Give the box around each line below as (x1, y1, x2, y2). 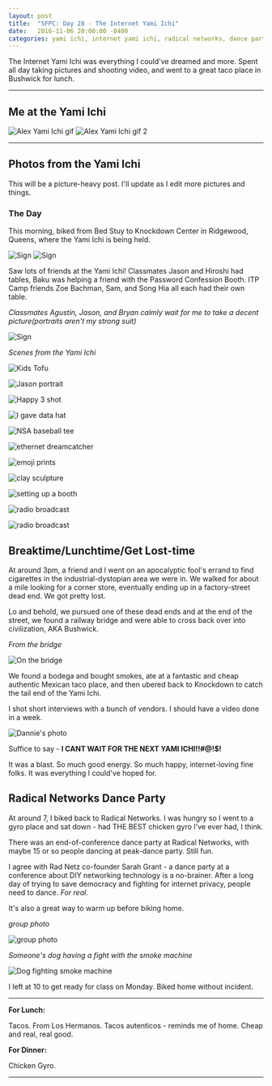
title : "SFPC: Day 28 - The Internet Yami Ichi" (8, 19, 180, 28)
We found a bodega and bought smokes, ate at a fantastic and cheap (8, 671, 239, 680)
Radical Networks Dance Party (8, 791, 166, 806)
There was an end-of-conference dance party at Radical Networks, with (8, 837, 249, 847)
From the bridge (8, 639, 62, 649)
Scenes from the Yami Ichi (8, 347, 96, 357)
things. (8, 187, 32, 197)
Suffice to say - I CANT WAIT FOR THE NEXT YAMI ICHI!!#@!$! (8, 743, 222, 753)
